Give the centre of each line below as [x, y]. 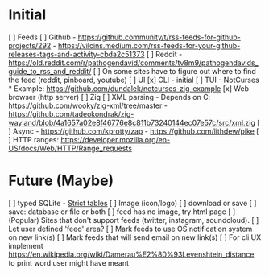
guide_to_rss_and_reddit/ [50, 71]
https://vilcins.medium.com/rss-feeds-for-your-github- [149, 45]
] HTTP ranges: [33, 139]
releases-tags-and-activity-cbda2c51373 [77, 54]
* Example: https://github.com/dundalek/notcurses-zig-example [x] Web [129, 88]
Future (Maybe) [61, 181]
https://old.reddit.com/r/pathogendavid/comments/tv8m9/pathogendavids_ [134, 63]
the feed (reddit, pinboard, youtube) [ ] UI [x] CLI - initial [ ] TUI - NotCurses [134, 80]
